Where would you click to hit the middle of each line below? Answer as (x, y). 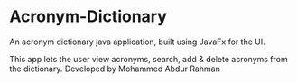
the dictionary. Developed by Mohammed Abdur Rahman (115, 69)
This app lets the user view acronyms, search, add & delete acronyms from (148, 59)
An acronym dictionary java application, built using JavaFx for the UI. (137, 41)
